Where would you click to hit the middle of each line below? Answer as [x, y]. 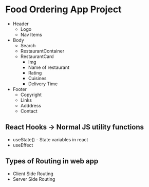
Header [21, 24]
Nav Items [31, 34]
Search [28, 45]
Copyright [31, 95]
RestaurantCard [37, 56]
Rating [35, 72]
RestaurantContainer [42, 51]
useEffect [23, 145]
